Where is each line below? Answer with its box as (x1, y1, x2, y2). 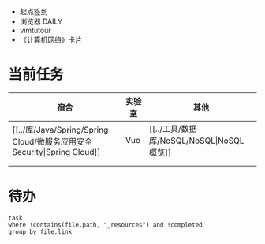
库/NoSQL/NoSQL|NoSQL (148, 135, 244, 146)
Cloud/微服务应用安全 (12, 136, 93, 147)
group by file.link (8, 227, 73, 235)
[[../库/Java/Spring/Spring (12, 124, 109, 135)
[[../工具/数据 (148, 123, 197, 134)
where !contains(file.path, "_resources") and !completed (8, 220, 203, 229)
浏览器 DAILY (19, 17, 63, 26)
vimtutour (19, 26, 51, 35)
